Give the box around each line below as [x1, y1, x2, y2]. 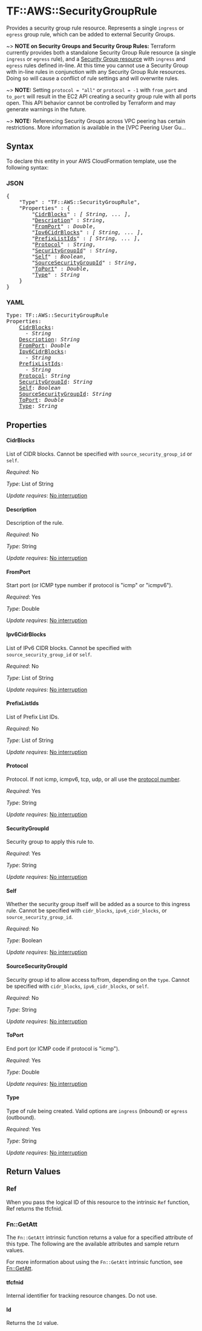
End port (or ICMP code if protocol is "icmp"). [6, 1045, 120, 1052]
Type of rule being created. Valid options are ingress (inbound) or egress [6, 1107, 188, 1114]
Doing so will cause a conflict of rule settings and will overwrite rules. [6, 74, 180, 82]
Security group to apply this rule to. [6, 838, 95, 846]
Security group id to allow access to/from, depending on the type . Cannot [6, 976, 190, 983]
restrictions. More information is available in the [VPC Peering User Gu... [6, 123, 186, 131]
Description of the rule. [6, 519, 64, 527]
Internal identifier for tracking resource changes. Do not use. [6, 1292, 157, 1300]
